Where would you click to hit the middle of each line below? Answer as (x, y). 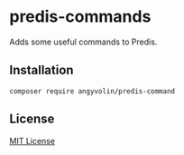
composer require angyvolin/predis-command (92, 91)
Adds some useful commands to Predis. (83, 42)
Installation (41, 70)
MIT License (32, 140)
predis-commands (80, 17)
